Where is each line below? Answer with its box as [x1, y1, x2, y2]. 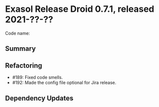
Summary [5, 44, 36, 53]
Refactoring [5, 61, 42, 70]
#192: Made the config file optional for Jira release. [12, 80, 117, 86]
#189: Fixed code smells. [12, 74, 63, 80]
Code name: [5, 30, 30, 36]
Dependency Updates [5, 94, 74, 102]
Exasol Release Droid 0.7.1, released [5, 3, 155, 15]
